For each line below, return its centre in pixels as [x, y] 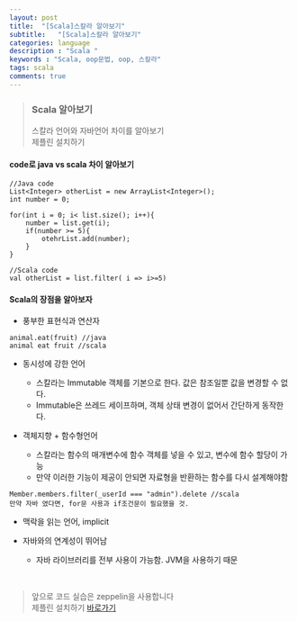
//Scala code [34, 271]
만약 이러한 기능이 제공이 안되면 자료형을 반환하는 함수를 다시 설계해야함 [162, 477]
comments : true [38, 76]
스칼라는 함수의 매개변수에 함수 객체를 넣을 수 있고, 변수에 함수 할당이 [157, 454]
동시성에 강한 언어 [54, 364]
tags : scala [31, 68]
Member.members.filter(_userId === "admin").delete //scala [125, 495]
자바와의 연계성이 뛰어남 [65, 541]
